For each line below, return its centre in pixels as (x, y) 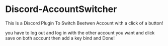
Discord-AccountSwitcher (61, 9)
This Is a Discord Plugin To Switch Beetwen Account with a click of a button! (84, 23)
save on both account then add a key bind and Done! (60, 38)
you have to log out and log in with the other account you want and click (80, 32)
